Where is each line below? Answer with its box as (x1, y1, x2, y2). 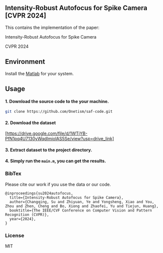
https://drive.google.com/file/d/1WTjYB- (6, 130, 88, 136)
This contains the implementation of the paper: (5, 24, 99, 30)
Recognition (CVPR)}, (5, 212, 49, 217)
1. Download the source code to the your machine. (5, 98, 109, 104)
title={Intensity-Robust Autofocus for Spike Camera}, (9, 195, 124, 200)
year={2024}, (9, 216, 36, 221)
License (5, 232, 24, 239)
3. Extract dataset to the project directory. (5, 147, 93, 153)
